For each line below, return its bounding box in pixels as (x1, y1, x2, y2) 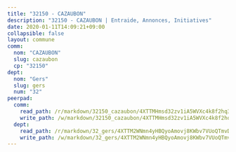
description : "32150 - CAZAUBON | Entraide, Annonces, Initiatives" (7, 17, 212, 24)
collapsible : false (7, 29, 65, 37)
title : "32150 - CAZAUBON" (7, 10, 86, 18)
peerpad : (7, 95, 33, 102)
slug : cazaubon (13, 56, 58, 63)
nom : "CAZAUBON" (13, 50, 61, 57)
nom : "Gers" (13, 75, 49, 83)
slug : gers (13, 82, 46, 89)
